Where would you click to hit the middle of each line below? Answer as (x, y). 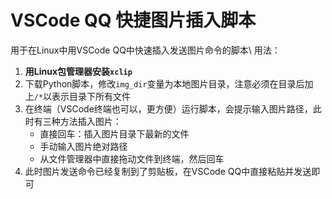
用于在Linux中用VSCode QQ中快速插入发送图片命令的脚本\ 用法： (145, 50)
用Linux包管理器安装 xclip (78, 71)
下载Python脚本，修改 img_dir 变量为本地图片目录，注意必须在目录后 (164, 83)
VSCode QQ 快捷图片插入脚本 (133, 20)
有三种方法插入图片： (77, 121)
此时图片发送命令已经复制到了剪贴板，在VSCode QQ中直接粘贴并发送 (168, 171)
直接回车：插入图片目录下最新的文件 (114, 133)
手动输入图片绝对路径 (83, 146)
